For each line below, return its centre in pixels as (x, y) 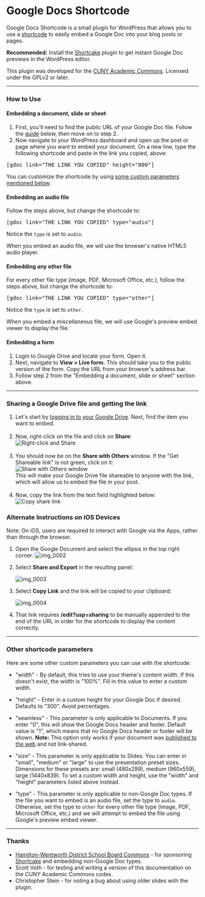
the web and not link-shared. (51, 744)
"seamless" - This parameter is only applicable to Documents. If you (101, 718)
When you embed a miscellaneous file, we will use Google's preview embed (102, 321)
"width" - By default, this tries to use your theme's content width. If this (105, 675)
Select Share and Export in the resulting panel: (74, 568)
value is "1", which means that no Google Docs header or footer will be (104, 731)
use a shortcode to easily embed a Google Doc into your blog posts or (95, 34)
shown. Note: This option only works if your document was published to (106, 737)
